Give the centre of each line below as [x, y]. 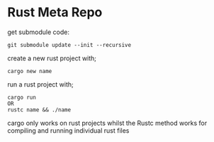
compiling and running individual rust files [68, 130]
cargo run [22, 97]
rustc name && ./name [39, 110]
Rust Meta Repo [55, 12]
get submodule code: [38, 32]
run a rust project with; [41, 84]
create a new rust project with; [52, 58]
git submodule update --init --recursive [69, 45]
